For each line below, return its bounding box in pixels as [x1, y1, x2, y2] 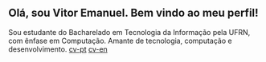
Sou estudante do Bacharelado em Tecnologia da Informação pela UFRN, [8, 27, 251, 37]
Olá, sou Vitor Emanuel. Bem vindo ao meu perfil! [8, 6, 259, 20]
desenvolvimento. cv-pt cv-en [8, 44, 108, 54]
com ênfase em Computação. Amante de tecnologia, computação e [8, 36, 232, 45]
